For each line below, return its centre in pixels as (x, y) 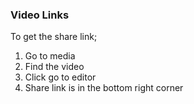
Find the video (54, 67)
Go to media (50, 56)
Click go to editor (60, 77)
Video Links (40, 15)
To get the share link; (54, 37)
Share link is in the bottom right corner (104, 88)
